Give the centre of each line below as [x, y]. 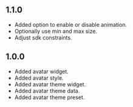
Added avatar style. [39, 78]
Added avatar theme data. [47, 91]
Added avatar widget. [42, 71]
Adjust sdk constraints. [43, 37]
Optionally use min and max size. [56, 31]
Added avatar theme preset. [49, 97]
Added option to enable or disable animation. [71, 24]
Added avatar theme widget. [50, 84]
